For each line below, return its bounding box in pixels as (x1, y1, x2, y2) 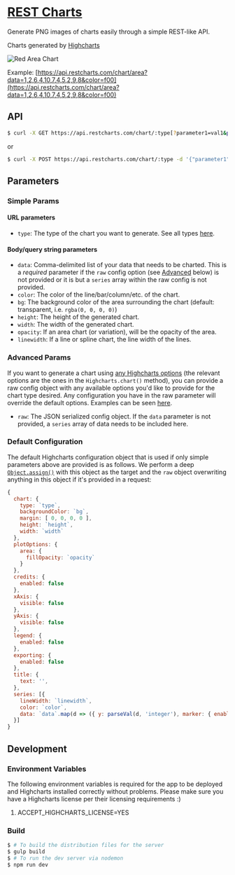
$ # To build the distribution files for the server (7, 842, 164, 849)
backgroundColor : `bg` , (20, 508, 90, 515)
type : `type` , (20, 502, 61, 509)
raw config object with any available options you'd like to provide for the (7, 384, 215, 392)
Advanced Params (7, 353, 71, 362)
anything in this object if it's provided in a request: (7, 475, 152, 484)
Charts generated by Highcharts (7, 41, 100, 49)
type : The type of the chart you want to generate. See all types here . (17, 229, 215, 238)
